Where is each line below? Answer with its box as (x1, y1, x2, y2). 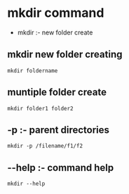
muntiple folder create (7, 86, 107, 98)
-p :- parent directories (7, 124, 110, 136)
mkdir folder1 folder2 (7, 105, 74, 112)
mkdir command (7, 5, 104, 21)
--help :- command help (7, 162, 114, 174)
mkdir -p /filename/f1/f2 (7, 143, 83, 150)
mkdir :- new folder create (17, 28, 93, 37)
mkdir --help (7, 181, 46, 188)
